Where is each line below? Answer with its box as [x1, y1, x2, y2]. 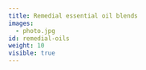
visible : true [8, 49, 56, 57]
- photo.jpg [15, 27, 56, 35]
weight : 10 [8, 42, 45, 50]
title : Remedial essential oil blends [8, 11, 138, 20]
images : [8, 19, 34, 27]
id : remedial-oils [8, 34, 70, 43]
